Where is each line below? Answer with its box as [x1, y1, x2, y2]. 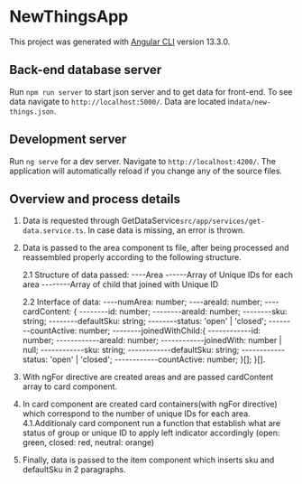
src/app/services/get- [179, 217, 266, 227]
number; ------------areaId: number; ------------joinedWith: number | [22, 335, 282, 346]
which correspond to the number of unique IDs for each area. [22, 408, 251, 419]
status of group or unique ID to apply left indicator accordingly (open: [22, 427, 280, 439]
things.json [9, 107, 54, 116]
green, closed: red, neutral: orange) [22, 437, 155, 448]
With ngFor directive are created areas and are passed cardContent [22, 372, 274, 383]
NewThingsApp [9, 6, 129, 27]
